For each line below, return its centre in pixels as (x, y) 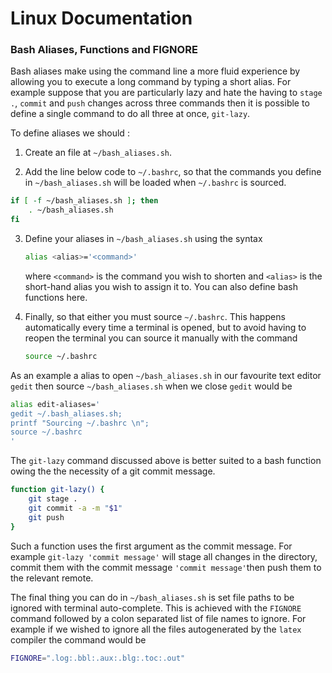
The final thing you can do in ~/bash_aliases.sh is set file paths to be (152, 597)
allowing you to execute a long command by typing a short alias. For (151, 82)
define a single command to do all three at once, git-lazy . (130, 114)
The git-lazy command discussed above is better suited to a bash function (166, 461)
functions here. (56, 297)
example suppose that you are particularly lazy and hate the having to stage (166, 93)
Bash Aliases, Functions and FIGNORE (104, 50)
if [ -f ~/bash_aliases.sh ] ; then (84, 201)
